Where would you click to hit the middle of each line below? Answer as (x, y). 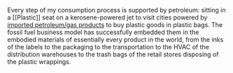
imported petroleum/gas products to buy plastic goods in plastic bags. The (115, 25)
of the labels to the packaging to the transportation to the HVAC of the (108, 47)
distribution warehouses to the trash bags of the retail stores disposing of (113, 54)
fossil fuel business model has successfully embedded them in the (103, 32)
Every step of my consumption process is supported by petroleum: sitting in (116, 10)
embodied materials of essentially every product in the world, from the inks (115, 40)
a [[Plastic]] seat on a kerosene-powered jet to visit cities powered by (107, 17)
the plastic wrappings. (39, 62)
